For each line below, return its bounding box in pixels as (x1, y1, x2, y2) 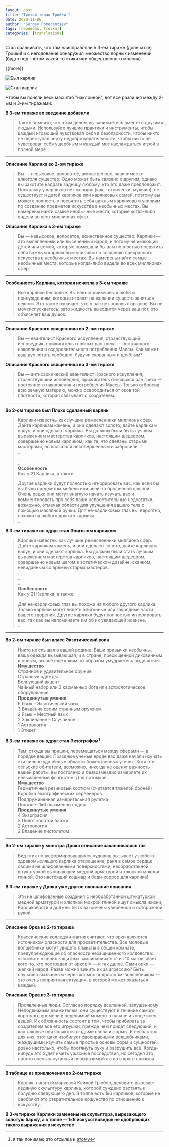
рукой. (17, 910, 32, 916)
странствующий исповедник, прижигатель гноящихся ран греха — (17, 377, 162, 382)
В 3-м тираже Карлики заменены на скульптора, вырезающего (5, 1111, 147, 1117)
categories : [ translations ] (5, 31, 64, 36)
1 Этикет (17, 727, 36, 733)
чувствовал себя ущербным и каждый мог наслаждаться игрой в (17, 141, 159, 147)
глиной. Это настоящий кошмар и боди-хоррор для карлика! (17, 874, 148, 880)
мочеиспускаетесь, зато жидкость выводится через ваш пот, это (17, 306, 158, 312)
